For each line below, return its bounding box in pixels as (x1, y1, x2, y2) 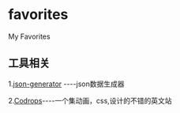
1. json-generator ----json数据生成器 (8, 79, 125, 89)
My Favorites (8, 32, 51, 41)
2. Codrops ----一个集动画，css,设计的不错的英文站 (8, 96, 172, 105)
